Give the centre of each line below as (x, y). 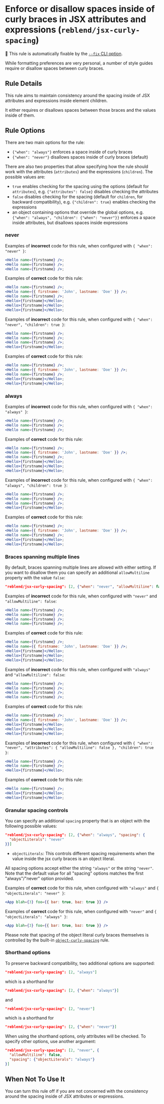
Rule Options (25, 131)
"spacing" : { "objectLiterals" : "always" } (52, 1060)
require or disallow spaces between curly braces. (55, 68)
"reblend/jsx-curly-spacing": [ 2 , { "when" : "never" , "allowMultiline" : (79, 587)
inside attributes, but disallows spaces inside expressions (70, 223)
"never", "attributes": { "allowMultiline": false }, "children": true (79, 748)
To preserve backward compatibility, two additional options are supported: (80, 963)
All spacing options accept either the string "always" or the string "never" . (79, 868)
